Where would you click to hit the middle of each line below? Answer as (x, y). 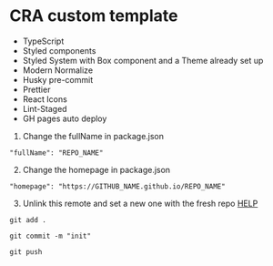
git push (26, 251)
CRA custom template (94, 16)
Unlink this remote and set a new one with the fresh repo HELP (140, 203)
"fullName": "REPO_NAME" (56, 153)
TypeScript (43, 41)
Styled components (59, 50)
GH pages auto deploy (65, 118)
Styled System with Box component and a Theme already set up (143, 60)
